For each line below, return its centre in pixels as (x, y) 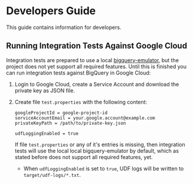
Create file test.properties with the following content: (81, 102)
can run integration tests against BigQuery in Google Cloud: (78, 73)
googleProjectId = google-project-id (61, 113)
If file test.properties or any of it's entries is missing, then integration (100, 144)
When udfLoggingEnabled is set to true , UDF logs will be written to (104, 168)
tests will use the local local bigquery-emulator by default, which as (97, 151)
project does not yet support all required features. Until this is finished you (97, 66)
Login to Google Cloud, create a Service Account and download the (97, 84)
